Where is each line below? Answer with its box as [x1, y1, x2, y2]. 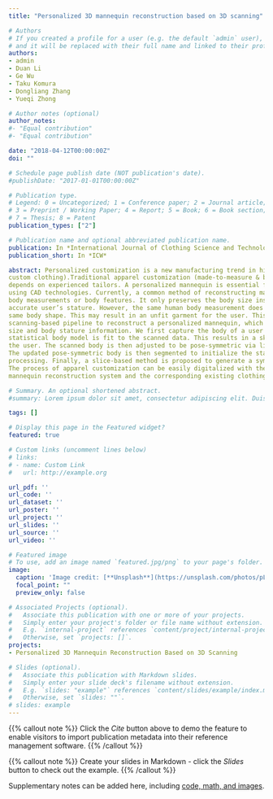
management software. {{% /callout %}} [8, 741, 144, 750]
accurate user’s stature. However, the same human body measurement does [8, 303, 264, 312]
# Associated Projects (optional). [8, 603, 129, 611]
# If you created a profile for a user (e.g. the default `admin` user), [8, 34, 264, 42]
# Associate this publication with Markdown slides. [8, 670, 198, 679]
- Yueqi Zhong [8, 94, 57, 103]
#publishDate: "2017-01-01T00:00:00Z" [8, 177, 140, 185]
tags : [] [8, 408, 38, 417]
